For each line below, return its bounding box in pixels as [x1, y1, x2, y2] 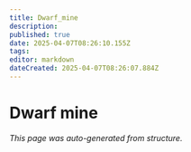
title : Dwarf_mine [9, 13, 78, 23]
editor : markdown [9, 55, 75, 64]
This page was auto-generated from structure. [9, 132, 183, 143]
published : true [9, 30, 70, 39]
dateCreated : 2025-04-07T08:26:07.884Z [9, 64, 159, 73]
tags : [9, 47, 30, 56]
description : [9, 22, 59, 31]
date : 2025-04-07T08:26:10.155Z [9, 38, 131, 48]
